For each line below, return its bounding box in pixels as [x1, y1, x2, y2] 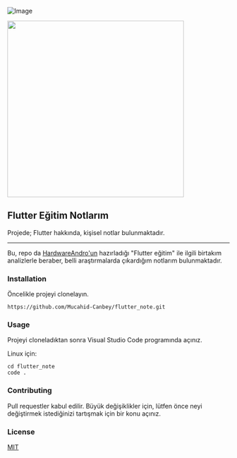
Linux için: [7, 349, 37, 358]
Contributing [7, 385, 52, 395]
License [7, 427, 35, 437]
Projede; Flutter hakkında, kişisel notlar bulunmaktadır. [7, 228, 165, 236]
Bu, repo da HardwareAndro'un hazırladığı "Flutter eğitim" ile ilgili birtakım [7, 248, 222, 257]
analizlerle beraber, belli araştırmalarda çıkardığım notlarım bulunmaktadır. [7, 256, 222, 265]
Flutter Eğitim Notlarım [7, 210, 109, 222]
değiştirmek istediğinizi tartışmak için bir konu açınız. [7, 409, 161, 418]
